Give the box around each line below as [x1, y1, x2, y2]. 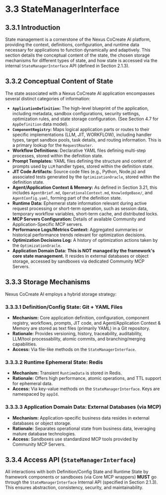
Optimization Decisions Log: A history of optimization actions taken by [12, 237, 158, 243]
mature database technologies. [12, 430, 76, 436]
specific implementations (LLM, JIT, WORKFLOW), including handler [12, 132, 152, 138]
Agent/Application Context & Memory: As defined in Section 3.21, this [12, 184, 158, 190]
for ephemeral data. [12, 381, 53, 387]
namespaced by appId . [12, 391, 59, 397]
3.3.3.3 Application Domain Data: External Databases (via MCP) [5, 404, 162, 411]
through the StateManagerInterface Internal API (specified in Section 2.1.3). [5, 479, 158, 485]
